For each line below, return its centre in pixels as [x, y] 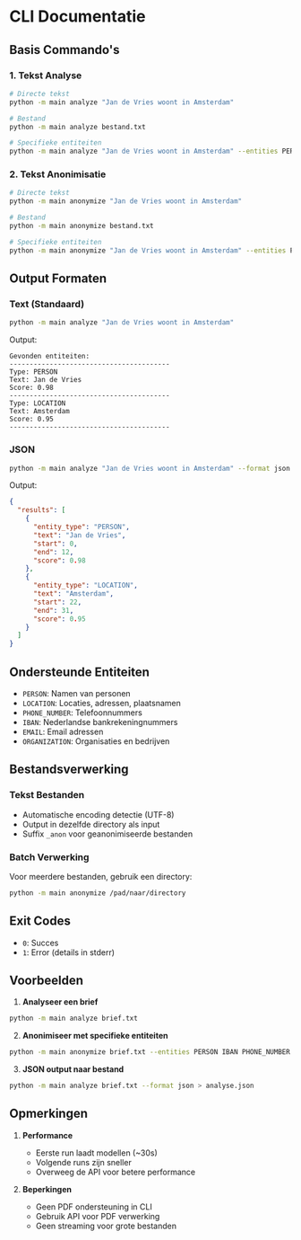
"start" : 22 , [57, 602]
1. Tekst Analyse [46, 75]
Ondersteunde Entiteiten [80, 672]
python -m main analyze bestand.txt [77, 127]
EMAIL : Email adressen [63, 731]
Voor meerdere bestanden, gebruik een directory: [101, 876]
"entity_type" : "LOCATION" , [86, 586]
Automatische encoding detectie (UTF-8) [98, 814]
